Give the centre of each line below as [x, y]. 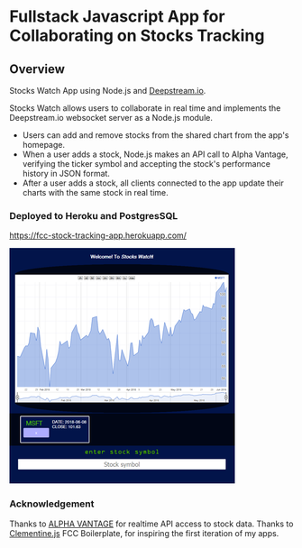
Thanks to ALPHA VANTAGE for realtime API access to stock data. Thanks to [151, 524]
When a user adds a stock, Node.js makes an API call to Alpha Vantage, [155, 154]
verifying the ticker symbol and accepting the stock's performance [146, 164]
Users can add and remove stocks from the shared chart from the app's [156, 135]
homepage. [44, 145]
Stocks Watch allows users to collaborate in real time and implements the [145, 108]
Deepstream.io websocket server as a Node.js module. [111, 118]
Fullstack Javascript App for [117, 17]
